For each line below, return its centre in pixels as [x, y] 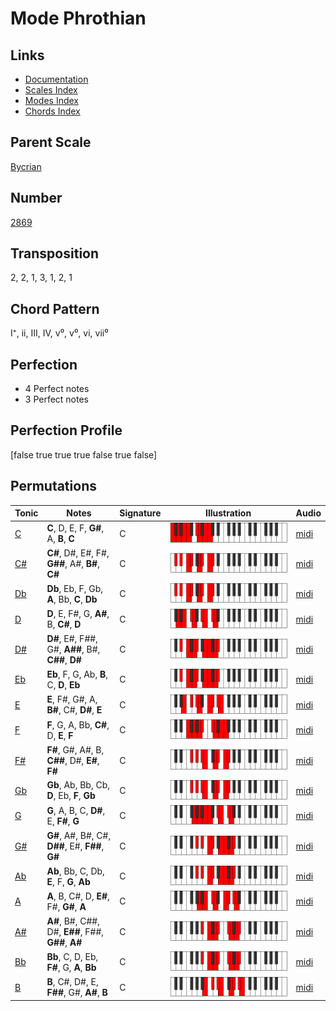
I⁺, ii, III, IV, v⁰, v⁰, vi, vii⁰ [59, 333]
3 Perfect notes [57, 399]
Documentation [56, 79]
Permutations [53, 486]
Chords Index [52, 111]
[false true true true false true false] [84, 454]
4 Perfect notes [57, 389]
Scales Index [51, 90]
